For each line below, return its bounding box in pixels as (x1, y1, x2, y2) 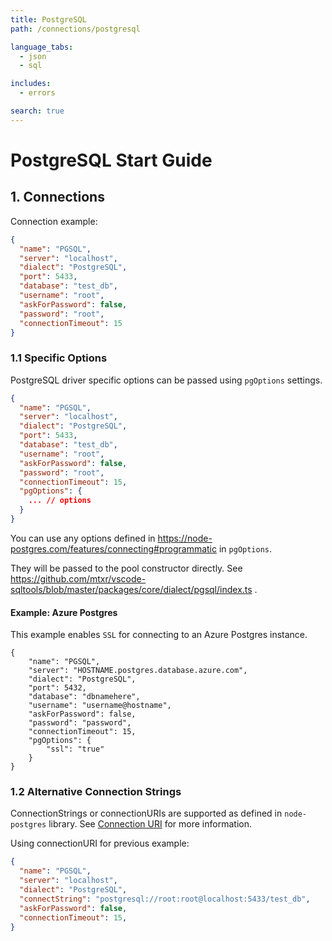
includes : (10, 79, 52, 89)
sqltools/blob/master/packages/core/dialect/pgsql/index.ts (10, 583, 253, 595)
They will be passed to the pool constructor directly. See (10, 562, 243, 574)
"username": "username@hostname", (28, 701, 172, 711)
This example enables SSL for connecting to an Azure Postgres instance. (10, 629, 308, 641)
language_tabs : (10, 42, 74, 52)
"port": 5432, (28, 683, 87, 693)
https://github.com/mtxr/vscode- (10, 572, 147, 585)
